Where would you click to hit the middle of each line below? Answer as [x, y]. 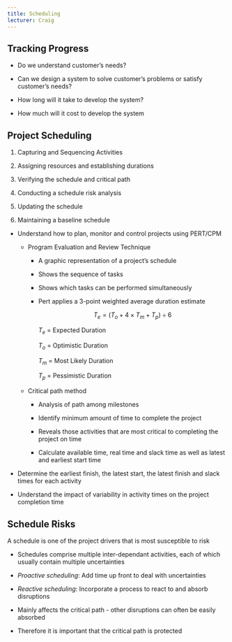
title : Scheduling [34, 14]
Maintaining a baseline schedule [63, 220]
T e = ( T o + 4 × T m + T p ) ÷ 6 [133, 315]
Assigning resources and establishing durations [86, 166]
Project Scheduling [49, 135]
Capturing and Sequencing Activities [70, 152]
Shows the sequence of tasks [80, 274]
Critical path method [57, 391]
